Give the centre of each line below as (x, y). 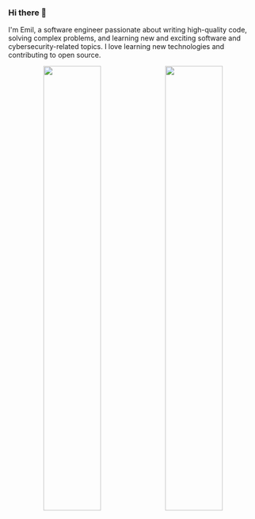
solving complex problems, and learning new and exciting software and (125, 38)
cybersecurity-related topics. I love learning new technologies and (116, 47)
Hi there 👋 (28, 13)
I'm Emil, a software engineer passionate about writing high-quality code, (128, 30)
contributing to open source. (55, 55)
